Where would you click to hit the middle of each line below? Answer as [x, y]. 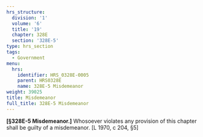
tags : [13, 52]
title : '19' [27, 29]
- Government [29, 58]
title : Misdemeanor [31, 98]
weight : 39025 [25, 92]
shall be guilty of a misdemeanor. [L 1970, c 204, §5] [73, 127]
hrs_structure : [26, 12]
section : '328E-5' [36, 41]
